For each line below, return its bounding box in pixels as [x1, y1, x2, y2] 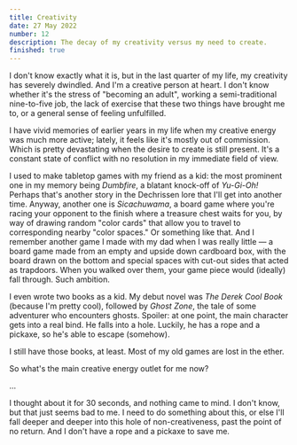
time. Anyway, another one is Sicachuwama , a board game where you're [9, 199, 275, 209]
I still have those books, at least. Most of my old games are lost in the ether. [9, 347, 285, 357]
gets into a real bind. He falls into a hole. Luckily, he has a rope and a [9, 320, 261, 331]
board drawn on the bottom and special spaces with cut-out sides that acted [9, 255, 289, 266]
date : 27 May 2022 [9, 21, 77, 30]
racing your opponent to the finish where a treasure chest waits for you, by [9, 208, 283, 219]
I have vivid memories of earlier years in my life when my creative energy [9, 125, 277, 136]
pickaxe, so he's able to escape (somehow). [9, 329, 170, 340]
